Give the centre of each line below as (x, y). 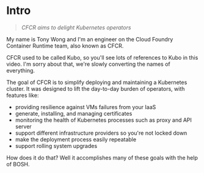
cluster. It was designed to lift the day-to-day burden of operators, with (96, 88)
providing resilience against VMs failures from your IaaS (86, 107)
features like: (23, 95)
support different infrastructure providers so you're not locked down (101, 133)
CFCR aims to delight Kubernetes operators (76, 27)
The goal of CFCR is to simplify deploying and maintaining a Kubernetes (97, 82)
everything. (21, 70)
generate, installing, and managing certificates (74, 113)
